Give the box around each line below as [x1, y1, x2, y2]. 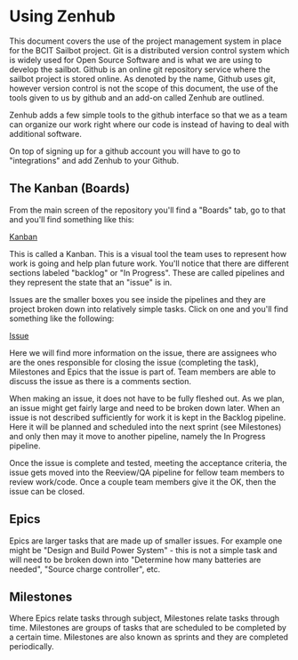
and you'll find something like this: [9, 213, 135, 224]
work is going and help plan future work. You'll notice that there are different [9, 258, 289, 269]
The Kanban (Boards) [9, 181, 131, 197]
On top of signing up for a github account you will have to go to [9, 145, 241, 157]
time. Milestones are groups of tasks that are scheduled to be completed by [9, 623, 287, 633]
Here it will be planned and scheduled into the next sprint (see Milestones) [9, 421, 282, 432]
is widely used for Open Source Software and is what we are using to [9, 54, 262, 65]
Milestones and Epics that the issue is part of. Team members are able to [9, 366, 276, 377]
